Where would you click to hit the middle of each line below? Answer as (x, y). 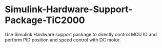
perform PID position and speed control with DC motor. (63, 40)
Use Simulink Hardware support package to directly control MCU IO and (81, 34)
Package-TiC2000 (45, 20)
